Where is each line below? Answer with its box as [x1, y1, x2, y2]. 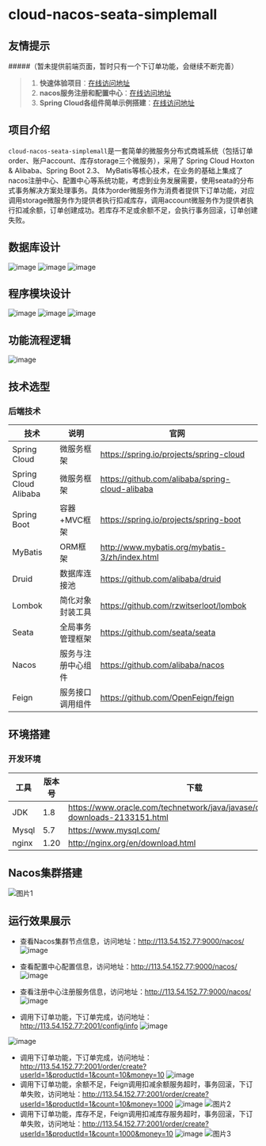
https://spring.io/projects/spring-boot [100, 514, 241, 525]
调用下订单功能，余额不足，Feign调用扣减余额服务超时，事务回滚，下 [19, 1080, 246, 1089]
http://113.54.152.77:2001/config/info [19, 1021, 139, 1030]
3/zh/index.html [100, 552, 159, 563]
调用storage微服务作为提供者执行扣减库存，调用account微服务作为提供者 [8, 195, 247, 205]
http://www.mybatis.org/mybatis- [100, 541, 226, 552]
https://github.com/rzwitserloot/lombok [100, 600, 247, 611]
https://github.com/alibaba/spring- [100, 473, 231, 484]
